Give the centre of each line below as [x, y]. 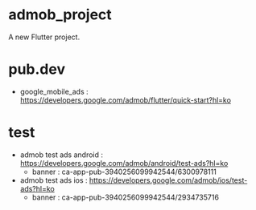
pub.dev [37, 69]
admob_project [60, 15]
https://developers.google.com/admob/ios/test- [168, 180]
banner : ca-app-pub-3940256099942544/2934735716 [126, 197]
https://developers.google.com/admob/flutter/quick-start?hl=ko [126, 100]
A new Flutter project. [44, 37]
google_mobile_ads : [54, 91]
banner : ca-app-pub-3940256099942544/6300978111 [124, 172]
